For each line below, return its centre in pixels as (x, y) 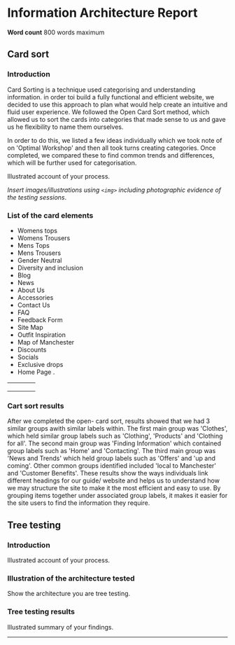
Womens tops (37, 230)
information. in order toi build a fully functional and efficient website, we (111, 97)
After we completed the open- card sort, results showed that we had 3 (109, 421)
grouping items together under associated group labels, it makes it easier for (117, 496)
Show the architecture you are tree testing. (69, 594)
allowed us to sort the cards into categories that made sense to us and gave (116, 119)
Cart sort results (36, 405)
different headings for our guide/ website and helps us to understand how (114, 480)
